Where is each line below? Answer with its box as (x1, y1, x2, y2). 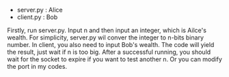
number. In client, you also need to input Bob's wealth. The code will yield (7, 41, 215, 48)
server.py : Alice (16, 6, 63, 14)
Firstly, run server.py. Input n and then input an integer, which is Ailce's (7, 27, 207, 34)
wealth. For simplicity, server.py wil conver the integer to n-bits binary (7, 33, 204, 42)
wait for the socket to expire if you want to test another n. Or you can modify (7, 55, 222, 63)
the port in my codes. (7, 63, 67, 70)
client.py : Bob (16, 13, 58, 21)
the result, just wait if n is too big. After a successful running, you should (7, 48, 211, 56)
